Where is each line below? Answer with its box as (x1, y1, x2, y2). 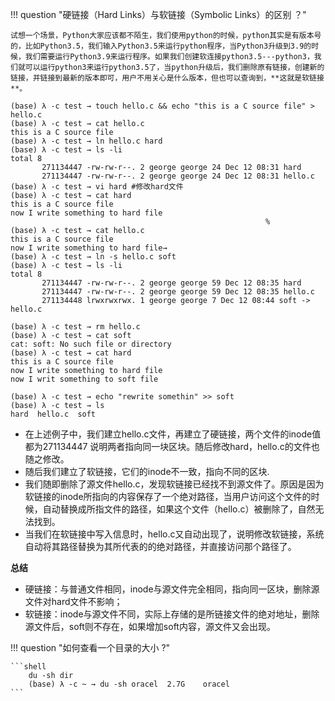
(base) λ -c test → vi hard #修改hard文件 (10, 182, 184, 192)
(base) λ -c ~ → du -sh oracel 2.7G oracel (28, 679, 230, 689)
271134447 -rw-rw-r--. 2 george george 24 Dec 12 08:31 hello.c (41, 171, 315, 181)
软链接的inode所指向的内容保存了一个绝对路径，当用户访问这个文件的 (24, 491, 312, 502)
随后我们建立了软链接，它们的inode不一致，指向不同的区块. (24, 466, 270, 477)
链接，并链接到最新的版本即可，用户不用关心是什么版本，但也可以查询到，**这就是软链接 (10, 73, 325, 83)
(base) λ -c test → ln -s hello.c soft (10, 252, 177, 262)
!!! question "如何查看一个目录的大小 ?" (10, 642, 171, 653)
